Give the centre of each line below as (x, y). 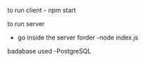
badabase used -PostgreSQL (49, 51)
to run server (26, 24)
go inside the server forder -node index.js (78, 37)
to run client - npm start (42, 10)
